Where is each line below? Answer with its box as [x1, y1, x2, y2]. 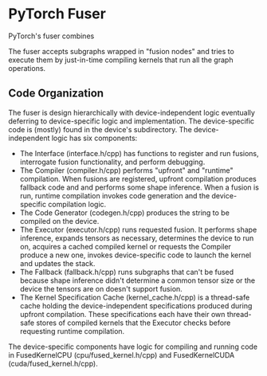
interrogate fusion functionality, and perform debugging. [19, 157, 206, 166]
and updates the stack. [19, 258, 96, 268]
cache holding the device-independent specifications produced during [19, 300, 253, 311]
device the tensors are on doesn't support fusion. [19, 284, 183, 293]
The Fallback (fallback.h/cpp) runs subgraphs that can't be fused [19, 267, 234, 276]
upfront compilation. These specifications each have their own [19, 309, 226, 319]
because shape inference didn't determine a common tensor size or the [19, 276, 256, 285]
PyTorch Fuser [8, 5, 106, 23]
